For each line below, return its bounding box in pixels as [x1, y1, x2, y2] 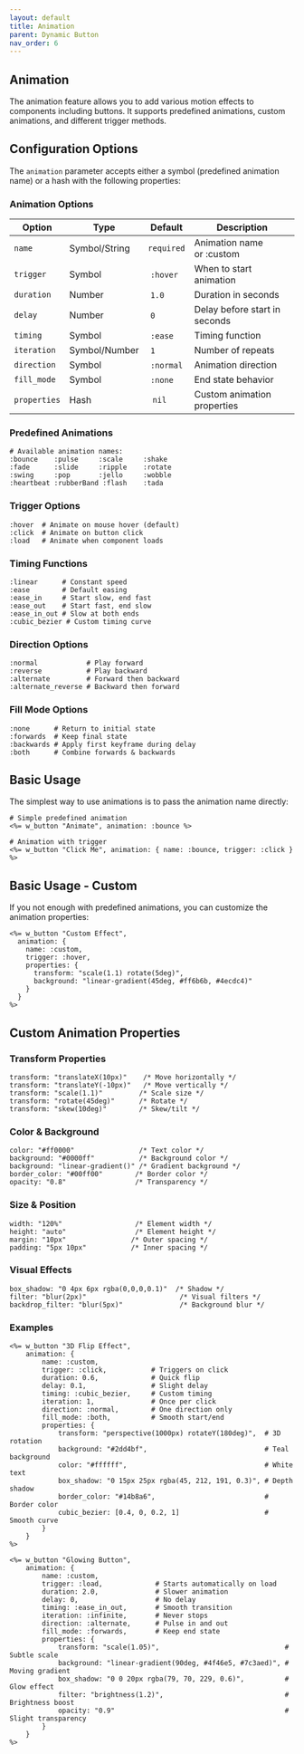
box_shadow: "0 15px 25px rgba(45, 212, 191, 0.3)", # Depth [57, 1477, 294, 1486]
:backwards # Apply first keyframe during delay [9, 740, 196, 749]
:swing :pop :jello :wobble [9, 471, 172, 480]
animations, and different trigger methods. [9, 115, 167, 127]
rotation [9, 1437, 43, 1446]
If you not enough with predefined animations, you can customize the [9, 902, 269, 913]
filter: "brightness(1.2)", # [57, 1691, 290, 1700]
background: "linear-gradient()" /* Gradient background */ [9, 1162, 242, 1171]
